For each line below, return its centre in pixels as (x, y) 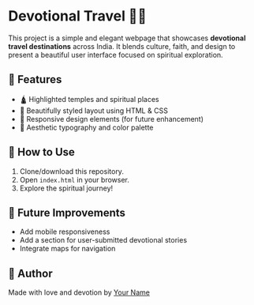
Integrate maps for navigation (67, 249)
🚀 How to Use (41, 152)
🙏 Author (30, 273)
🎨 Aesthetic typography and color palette (86, 127)
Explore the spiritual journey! (66, 188)
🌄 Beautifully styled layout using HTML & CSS (93, 111)
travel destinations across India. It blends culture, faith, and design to (122, 46)
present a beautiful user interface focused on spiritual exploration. (116, 55)
